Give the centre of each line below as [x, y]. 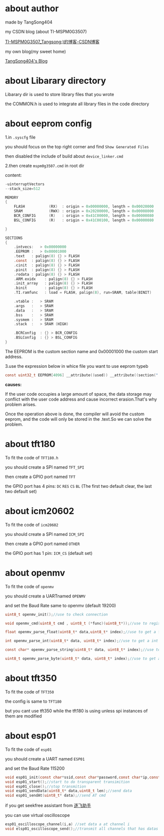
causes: [13, 384]
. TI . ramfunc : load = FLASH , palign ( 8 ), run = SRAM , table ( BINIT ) [83, 293]
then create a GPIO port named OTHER [42, 544]
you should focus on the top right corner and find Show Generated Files [77, 146]
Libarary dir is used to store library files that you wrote [60, 94]
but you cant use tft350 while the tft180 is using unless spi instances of [76, 711]
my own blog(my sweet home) [36, 51]
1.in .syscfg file [20, 137]
